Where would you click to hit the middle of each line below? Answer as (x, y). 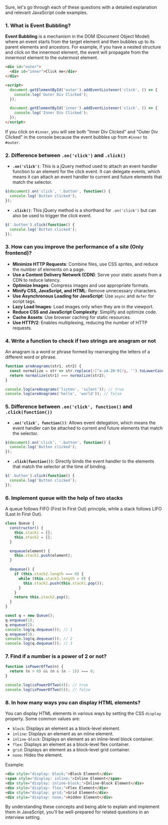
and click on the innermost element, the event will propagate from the (77, 53)
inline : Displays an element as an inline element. (63, 734)
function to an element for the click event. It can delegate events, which (86, 172)
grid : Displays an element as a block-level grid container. (71, 750)
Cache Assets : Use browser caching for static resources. (72, 317)
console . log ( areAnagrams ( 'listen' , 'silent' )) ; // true (64, 389)
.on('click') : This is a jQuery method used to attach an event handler (85, 166)
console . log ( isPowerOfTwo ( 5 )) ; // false (48, 690)
